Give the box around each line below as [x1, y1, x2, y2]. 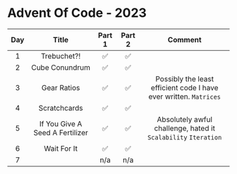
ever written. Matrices [148, 92, 221, 101]
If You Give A [39, 118, 83, 128]
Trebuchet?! [41, 51, 81, 61]
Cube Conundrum [31, 62, 90, 72]
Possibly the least [154, 74, 214, 84]
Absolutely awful [157, 114, 213, 124]
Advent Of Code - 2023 [7, 5, 147, 21]
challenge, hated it [154, 123, 215, 133]
